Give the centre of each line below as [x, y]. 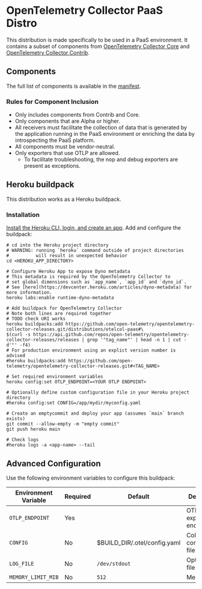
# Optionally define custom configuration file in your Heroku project [98, 392]
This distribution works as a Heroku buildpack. [64, 199]
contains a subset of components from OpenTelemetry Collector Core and [98, 46]
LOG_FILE [22, 563]
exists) [16, 419]
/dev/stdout [114, 563]
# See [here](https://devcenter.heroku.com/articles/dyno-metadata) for [99, 287]
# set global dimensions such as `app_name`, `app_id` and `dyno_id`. [96, 282]
